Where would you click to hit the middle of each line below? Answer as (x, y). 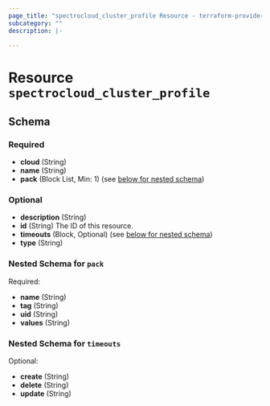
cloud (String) (43, 162)
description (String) (53, 217)
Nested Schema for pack (56, 264)
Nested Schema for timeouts (65, 343)
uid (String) (39, 314)
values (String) (45, 322)
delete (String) (44, 385)
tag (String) (39, 306)
